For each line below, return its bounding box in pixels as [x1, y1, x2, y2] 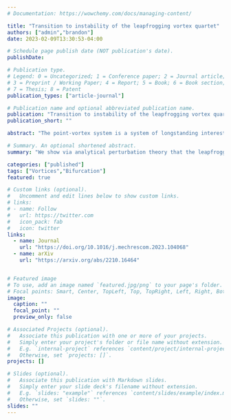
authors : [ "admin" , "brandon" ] [7, 29, 94, 36]
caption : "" [13, 301, 48, 308]
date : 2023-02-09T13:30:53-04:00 [7, 35, 103, 42]
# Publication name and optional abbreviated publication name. [7, 105, 195, 112]
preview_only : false [13, 314, 72, 321]
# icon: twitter [7, 224, 60, 231]
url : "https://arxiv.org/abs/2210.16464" [19, 257, 140, 264]
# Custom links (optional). [7, 187, 88, 193]
